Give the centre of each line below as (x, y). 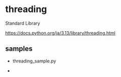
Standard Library (23, 23)
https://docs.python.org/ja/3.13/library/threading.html (60, 33)
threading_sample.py (34, 61)
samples (19, 49)
